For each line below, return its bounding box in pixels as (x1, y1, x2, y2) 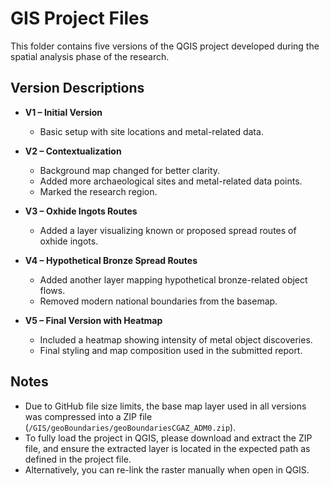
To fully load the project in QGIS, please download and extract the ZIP (24, 432, 313, 444)
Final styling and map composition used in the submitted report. (39, 344, 303, 356)
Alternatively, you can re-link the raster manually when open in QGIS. (24, 463, 310, 476)
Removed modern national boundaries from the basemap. (39, 295, 278, 307)
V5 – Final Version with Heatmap (24, 314, 163, 326)
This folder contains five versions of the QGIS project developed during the (10, 40, 320, 52)
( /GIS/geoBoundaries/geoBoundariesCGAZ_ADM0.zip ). (24, 421, 237, 433)
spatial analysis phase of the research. (10, 50, 170, 62)
